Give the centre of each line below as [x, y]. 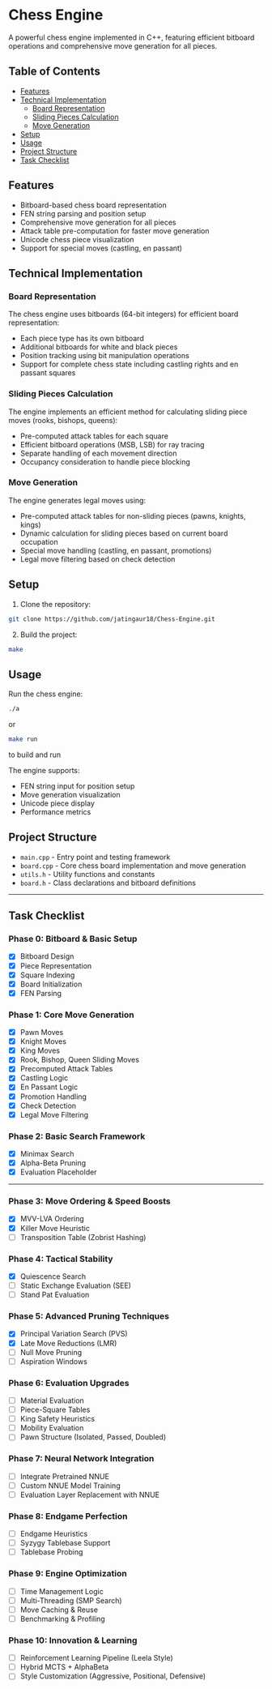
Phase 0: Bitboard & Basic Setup [73, 939]
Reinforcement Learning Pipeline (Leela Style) [97, 1658]
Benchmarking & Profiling [62, 1618]
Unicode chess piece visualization [77, 239]
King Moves [40, 1050]
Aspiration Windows [53, 1361]
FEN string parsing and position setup [83, 213]
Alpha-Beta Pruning [53, 1163]
